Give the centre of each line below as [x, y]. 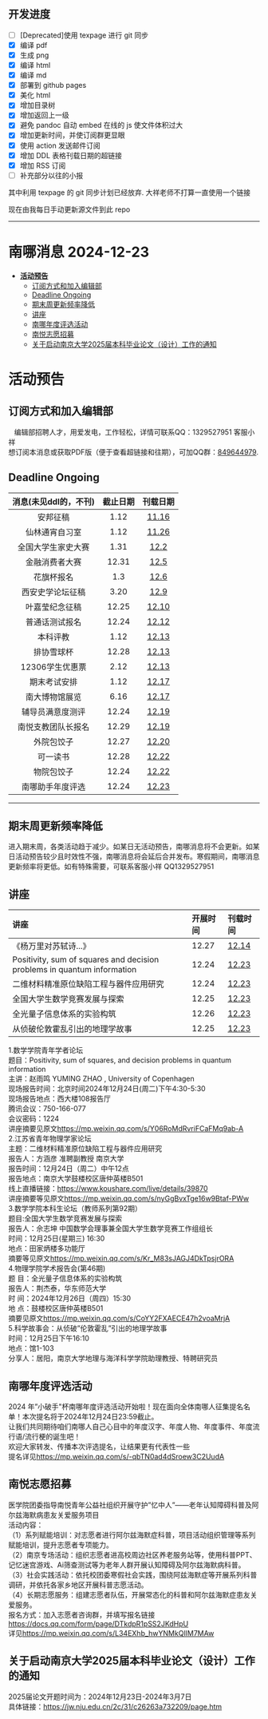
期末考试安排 [53, 681]
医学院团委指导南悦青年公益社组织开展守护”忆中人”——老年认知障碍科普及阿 [134, 1505]
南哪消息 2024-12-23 [79, 252]
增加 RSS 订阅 [43, 165]
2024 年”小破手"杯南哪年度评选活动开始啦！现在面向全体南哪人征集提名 [126, 1406]
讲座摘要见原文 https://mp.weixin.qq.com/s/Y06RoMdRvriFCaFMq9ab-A [126, 1129]
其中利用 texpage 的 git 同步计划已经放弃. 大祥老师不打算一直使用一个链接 [130, 192]
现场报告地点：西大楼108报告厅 [60, 1099]
